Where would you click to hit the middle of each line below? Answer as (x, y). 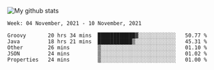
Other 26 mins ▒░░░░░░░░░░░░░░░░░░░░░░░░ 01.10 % (107, 48)
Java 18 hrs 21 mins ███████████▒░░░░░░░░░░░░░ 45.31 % (107, 42)
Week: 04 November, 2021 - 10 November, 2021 (74, 24)
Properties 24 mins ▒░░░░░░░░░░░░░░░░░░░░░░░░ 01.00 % (107, 60)
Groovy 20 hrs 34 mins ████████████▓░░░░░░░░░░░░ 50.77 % (107, 35)
